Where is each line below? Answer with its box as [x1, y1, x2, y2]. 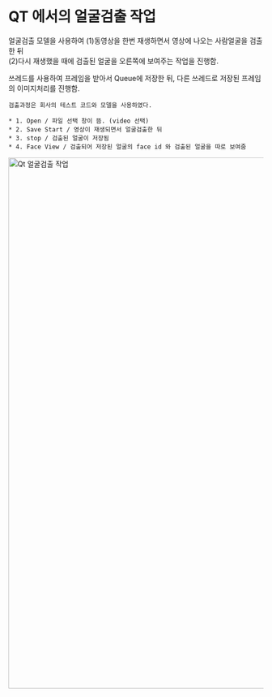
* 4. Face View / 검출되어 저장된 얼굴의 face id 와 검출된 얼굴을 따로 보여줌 [8, 143, 247, 151]
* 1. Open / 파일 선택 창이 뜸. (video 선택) [8, 117, 150, 125]
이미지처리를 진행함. [16, 83, 80, 93]
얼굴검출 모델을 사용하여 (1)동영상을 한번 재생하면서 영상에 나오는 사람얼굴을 [8, 36, 249, 45]
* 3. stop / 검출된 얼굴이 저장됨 [8, 134, 109, 142]
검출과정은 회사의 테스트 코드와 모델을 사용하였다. [8, 101, 152, 110]
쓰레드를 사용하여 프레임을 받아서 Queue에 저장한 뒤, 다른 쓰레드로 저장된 [8, 73, 240, 83]
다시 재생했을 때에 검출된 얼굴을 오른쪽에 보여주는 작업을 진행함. [17, 56, 219, 66]
